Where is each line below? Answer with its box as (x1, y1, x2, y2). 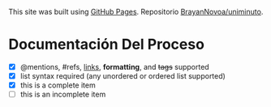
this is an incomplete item (19, 89, 106, 100)
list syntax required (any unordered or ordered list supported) (19, 71, 226, 80)
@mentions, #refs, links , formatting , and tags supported (19, 62, 209, 71)
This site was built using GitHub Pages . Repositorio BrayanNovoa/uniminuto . (8, 7, 264, 16)
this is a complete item (19, 80, 96, 90)
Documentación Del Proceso (8, 36, 205, 53)
